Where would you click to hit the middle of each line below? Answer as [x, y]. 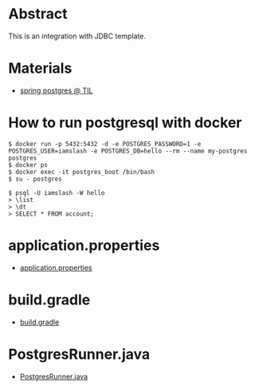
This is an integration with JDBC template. [77, 36]
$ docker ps [28, 165]
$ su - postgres [35, 179]
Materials [40, 68]
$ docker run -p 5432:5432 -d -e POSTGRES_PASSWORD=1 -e [105, 144]
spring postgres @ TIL [56, 90]
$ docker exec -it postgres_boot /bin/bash [82, 172]
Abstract [38, 14]
